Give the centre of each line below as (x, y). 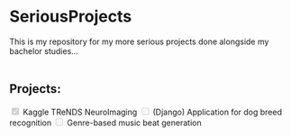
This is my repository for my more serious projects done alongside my (139, 41)
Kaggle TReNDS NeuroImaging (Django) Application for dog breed (152, 112)
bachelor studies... (44, 50)
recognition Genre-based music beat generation (105, 123)
